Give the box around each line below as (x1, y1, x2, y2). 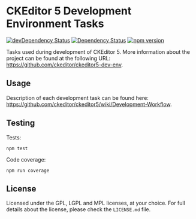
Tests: (6, 133, 22, 141)
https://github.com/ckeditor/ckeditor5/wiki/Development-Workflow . (6, 101, 172, 108)
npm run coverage (6, 168, 50, 174)
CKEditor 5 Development (6, 4, 132, 18)
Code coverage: (6, 156, 46, 163)
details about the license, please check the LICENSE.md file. (6, 206, 151, 213)
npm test (6, 145, 28, 151)
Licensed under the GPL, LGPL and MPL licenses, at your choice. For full (6, 199, 186, 207)
